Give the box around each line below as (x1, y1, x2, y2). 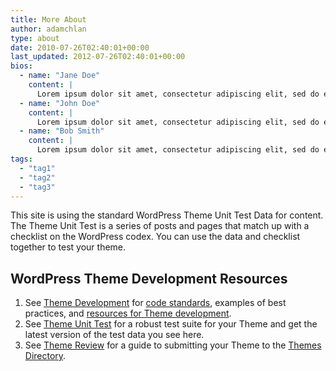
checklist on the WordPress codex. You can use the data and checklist (10, 231, 301, 243)
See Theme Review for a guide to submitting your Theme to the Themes (24, 339, 322, 351)
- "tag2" (19, 172, 56, 183)
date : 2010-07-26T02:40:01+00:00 (10, 42, 150, 53)
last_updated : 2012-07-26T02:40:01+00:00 (10, 52, 186, 62)
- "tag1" (19, 163, 56, 173)
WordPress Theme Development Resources (10, 270, 288, 287)
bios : (10, 61, 33, 71)
